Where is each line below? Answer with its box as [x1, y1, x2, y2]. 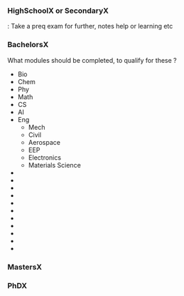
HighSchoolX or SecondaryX [7, 6, 109, 16]
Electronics [28, 153, 62, 162]
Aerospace [28, 138, 60, 146]
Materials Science [28, 160, 82, 169]
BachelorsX [7, 40, 49, 50]
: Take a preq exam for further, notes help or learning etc [7, 22, 173, 31]
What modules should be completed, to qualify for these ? [7, 56, 177, 64]
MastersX [7, 262, 43, 272]
